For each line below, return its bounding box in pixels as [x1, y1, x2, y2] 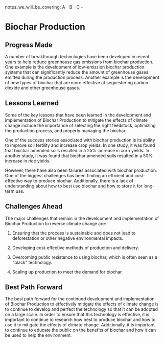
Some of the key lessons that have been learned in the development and [5, 112, 151, 118]
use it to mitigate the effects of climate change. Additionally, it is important [5, 322, 155, 328]
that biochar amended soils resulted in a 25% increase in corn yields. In [5, 147, 149, 153]
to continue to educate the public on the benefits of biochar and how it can [5, 327, 156, 333]
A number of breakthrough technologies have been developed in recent [5, 54, 150, 59]
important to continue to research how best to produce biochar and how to [5, 317, 156, 322]
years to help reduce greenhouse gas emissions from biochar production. [5, 59, 154, 65]
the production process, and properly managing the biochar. [5, 127, 127, 134]
